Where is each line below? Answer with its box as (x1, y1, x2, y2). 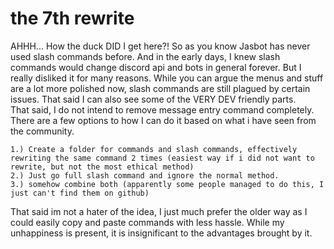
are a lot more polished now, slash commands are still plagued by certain (10, 82, 311, 94)
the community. (10, 125, 75, 137)
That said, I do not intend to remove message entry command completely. (10, 103, 315, 116)
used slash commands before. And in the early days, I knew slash (10, 50, 281, 62)
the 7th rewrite (10, 7, 135, 30)
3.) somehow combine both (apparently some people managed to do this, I (10, 179, 325, 189)
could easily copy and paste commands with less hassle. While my (10, 216, 285, 228)
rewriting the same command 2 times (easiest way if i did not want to (10, 153, 315, 163)
